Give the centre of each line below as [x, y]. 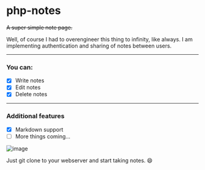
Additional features [36, 116]
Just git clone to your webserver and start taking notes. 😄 [80, 160]
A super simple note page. [39, 27]
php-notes [34, 11]
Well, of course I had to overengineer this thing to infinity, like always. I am [100, 39]
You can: [20, 67]
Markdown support [39, 129]
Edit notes [28, 87]
